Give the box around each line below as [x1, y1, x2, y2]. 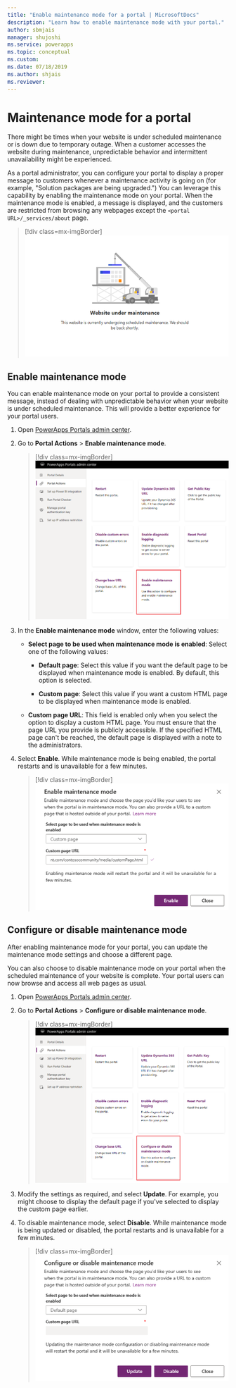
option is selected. [38, 676, 92, 685]
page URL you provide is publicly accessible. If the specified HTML [27, 726, 223, 734]
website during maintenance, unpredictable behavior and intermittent [7, 148, 208, 156]
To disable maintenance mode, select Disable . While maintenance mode [17, 1218, 227, 1227]
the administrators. [27, 741, 83, 750]
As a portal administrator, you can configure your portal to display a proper [7, 169, 223, 178]
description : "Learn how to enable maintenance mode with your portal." [7, 18, 225, 26]
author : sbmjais [7, 26, 55, 33]
